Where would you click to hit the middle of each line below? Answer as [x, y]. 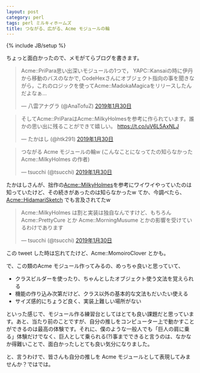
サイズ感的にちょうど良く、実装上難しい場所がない [78, 302]
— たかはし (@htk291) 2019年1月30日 [67, 139]
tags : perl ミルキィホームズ [39, 23]
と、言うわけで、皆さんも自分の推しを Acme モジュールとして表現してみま [98, 357]
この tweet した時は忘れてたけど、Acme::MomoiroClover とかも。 [88, 253]
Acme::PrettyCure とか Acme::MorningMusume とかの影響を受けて [104, 220]
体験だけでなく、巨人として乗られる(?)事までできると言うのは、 [96, 336]
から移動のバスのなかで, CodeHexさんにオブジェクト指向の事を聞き [105, 78]
